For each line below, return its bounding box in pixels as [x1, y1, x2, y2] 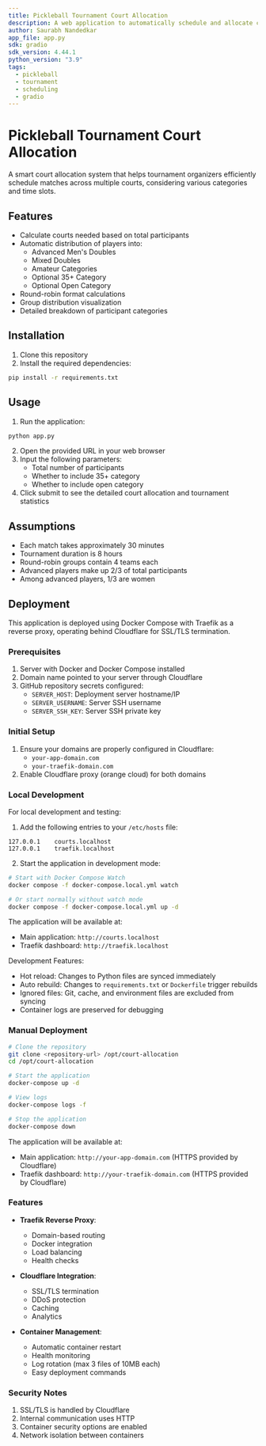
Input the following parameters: [19, 454, 123, 464]
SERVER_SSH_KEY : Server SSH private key [31, 706, 161, 716]
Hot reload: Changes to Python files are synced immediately [19, 971, 216, 981]
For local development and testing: [8, 806, 121, 816]
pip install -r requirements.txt [8, 374, 119, 381]
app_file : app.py [8, 33, 66, 42]
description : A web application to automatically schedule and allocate [8, 19, 253, 27]
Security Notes [8, 1387, 67, 1398]
